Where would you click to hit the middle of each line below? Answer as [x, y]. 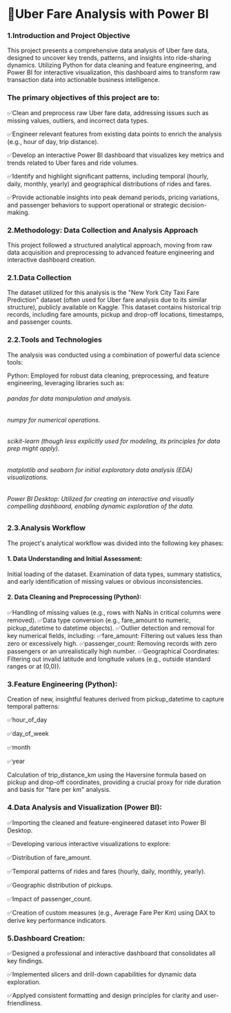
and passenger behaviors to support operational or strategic [93, 205]
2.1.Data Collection [39, 277]
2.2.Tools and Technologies [54, 340]
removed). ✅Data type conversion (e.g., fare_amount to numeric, [99, 620]
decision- [193, 205]
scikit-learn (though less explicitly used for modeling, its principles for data [114, 441]
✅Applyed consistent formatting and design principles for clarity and [104, 995]
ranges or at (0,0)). [34, 666]
